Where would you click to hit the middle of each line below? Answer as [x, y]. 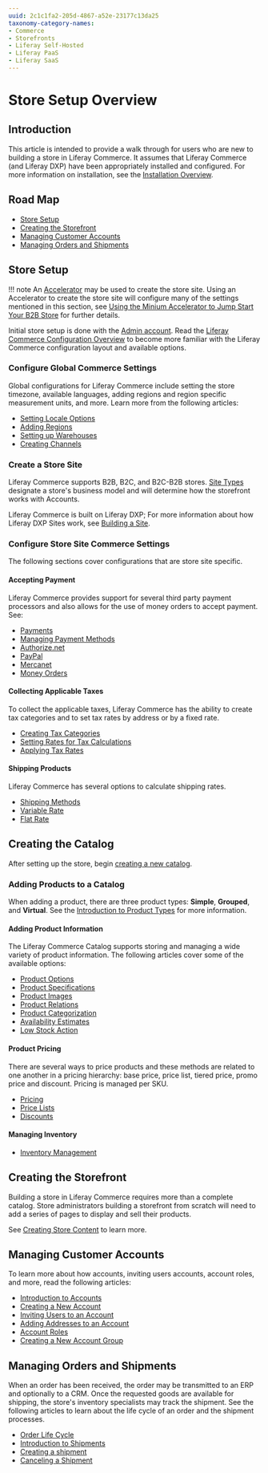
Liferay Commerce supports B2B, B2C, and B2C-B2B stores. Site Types [126, 482]
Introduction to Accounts [61, 1298]
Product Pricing [35, 1049]
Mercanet [36, 664]
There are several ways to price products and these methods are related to [132, 1066]
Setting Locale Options [58, 418]
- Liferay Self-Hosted [46, 46]
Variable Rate [42, 810]
